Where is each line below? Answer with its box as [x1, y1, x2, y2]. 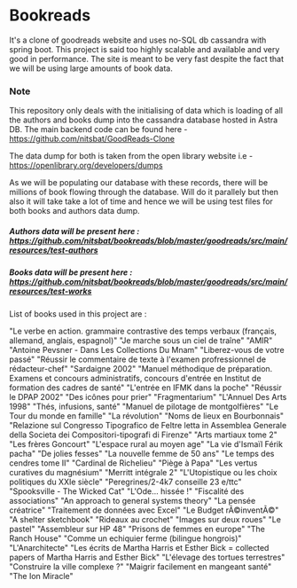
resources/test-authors [9, 245, 99, 255]
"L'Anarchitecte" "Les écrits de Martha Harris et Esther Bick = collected [9, 542, 270, 553]
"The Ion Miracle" [9, 570, 74, 581]
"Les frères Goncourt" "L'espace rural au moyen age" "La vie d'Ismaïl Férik [9, 438, 284, 449]
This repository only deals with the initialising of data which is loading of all [9, 106, 284, 116]
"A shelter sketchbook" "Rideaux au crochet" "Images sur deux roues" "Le [9, 514, 282, 524]
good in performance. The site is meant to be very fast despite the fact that [9, 53, 285, 64]
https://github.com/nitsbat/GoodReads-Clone [9, 134, 176, 145]
